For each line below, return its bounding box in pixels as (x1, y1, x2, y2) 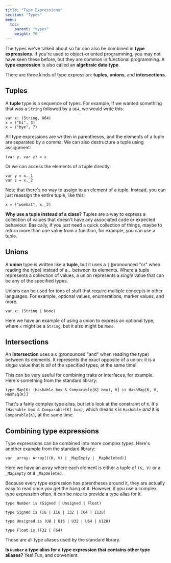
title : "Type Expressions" (5, 7, 63, 13)
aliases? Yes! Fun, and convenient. (5, 552, 79, 558)
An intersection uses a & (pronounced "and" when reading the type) (5, 351, 150, 357)
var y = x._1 (5, 173, 33, 178)
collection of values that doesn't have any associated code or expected (5, 216, 156, 223)
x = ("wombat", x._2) (5, 202, 52, 207)
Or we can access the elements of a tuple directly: (5, 163, 111, 169)
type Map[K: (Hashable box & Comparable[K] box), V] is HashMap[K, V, (5, 388, 159, 393)
